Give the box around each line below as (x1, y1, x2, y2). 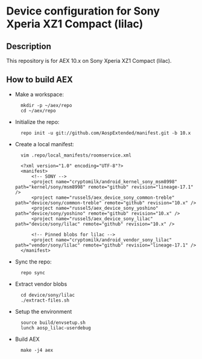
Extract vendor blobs (14, 280, 68, 288)
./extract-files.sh (21, 297, 69, 303)
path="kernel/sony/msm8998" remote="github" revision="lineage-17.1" (14, 184, 194, 190)
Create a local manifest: (14, 140, 74, 147)
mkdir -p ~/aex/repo (21, 102, 72, 108)
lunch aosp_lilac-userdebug (21, 325, 92, 331)
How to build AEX (6, 74, 74, 85)
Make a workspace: (14, 91, 65, 98)
